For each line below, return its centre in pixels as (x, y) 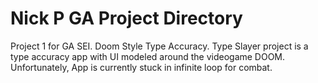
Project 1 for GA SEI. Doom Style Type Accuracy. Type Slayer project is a (159, 46)
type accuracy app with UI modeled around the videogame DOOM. (148, 56)
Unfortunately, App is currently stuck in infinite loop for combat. (141, 67)
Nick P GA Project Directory (126, 18)
